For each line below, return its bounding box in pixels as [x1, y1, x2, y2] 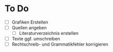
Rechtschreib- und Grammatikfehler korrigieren [11, 41, 108, 47]
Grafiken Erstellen [11, 19, 48, 25]
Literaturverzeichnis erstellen [19, 30, 78, 36]
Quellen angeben [11, 25, 47, 30]
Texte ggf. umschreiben [11, 36, 60, 42]
